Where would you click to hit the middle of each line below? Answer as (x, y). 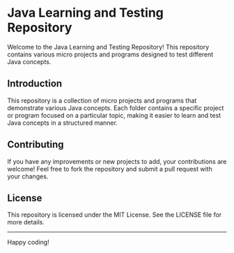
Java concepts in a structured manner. (63, 123)
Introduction (35, 84)
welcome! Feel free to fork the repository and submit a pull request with (110, 169)
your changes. (28, 176)
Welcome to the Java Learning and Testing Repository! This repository (108, 47)
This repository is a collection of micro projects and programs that (102, 100)
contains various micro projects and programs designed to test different (110, 54)
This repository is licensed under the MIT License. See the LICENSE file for (115, 215)
